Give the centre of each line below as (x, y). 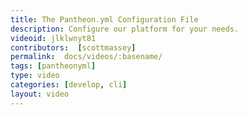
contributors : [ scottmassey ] (73, 47)
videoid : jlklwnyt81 (53, 38)
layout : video (40, 94)
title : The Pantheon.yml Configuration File (104, 19)
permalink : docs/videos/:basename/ (86, 57)
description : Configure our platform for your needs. (125, 29)
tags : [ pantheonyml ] (53, 66)
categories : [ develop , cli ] (69, 85)
